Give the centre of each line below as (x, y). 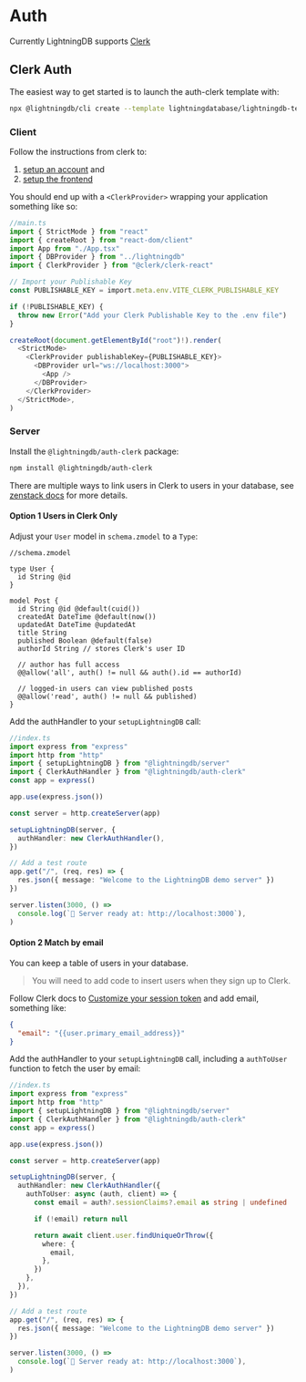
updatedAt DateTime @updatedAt (77, 624)
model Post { (34, 601)
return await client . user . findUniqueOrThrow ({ (123, 1235)
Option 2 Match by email (56, 943)
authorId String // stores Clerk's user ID (101, 648)
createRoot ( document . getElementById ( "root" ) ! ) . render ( (116, 340)
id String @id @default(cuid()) (79, 608)
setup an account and (63, 169)
